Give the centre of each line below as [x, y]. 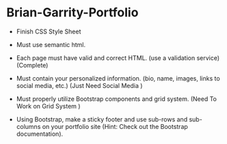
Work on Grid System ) [48, 106]
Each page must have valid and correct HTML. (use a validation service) [118, 58]
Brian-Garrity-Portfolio [72, 13]
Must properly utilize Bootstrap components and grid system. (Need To [116, 99]
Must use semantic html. [51, 44]
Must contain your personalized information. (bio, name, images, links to [118, 78]
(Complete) [32, 65]
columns [28, 126]
